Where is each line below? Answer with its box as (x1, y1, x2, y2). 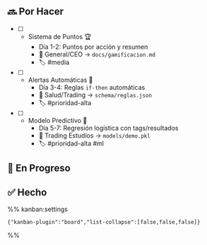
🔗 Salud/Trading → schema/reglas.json (38, 90, 152, 99)
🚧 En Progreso (7, 162, 71, 174)
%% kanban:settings (7, 205, 69, 214)
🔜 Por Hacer (7, 6, 64, 18)
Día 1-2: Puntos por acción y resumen (38, 42, 148, 51)
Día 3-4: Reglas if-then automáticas (38, 83, 146, 91)
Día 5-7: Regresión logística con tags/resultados (38, 124, 179, 132)
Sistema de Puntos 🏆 (28, 32, 92, 41)
